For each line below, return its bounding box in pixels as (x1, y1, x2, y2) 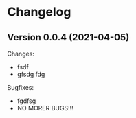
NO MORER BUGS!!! (16, 104, 73, 112)
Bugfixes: (7, 84, 34, 91)
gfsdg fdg (16, 70, 45, 78)
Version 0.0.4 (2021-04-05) (7, 32, 130, 43)
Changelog (7, 4, 71, 20)
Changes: (7, 49, 34, 58)
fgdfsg (16, 97, 36, 105)
